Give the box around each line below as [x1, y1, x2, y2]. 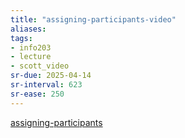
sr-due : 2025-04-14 [10, 71, 92, 81]
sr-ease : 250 [10, 89, 65, 99]
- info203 [10, 42, 52, 53]
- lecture [10, 52, 52, 62]
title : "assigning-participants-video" [10, 14, 177, 25]
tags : [10, 33, 33, 43]
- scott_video [10, 61, 70, 71]
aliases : [10, 24, 47, 34]
